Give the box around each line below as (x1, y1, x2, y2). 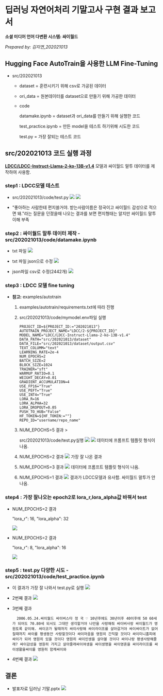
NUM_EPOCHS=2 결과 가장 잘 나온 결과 (19, 454, 102, 460)
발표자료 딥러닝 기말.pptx (12, 685, 60, 691)
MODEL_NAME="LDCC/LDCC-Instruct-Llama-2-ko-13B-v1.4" (19, 333, 130, 338)
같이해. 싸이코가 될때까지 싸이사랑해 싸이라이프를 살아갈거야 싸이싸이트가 (24, 626, 149, 631)
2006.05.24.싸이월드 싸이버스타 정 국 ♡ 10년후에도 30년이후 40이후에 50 (16, 616, 147, 621)
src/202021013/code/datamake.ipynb (5, 236, 97, 243)
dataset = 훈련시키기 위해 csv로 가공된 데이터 (19, 83, 107, 89)
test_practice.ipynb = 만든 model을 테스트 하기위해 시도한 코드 (19, 123, 140, 129)
